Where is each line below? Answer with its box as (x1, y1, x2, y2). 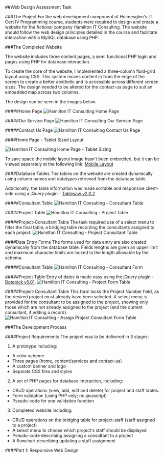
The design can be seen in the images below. (5, 99, 96, 105)
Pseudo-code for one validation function (12, 398, 94, 403)
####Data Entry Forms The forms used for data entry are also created (5, 239, 147, 245)
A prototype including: (12, 343, 57, 349)
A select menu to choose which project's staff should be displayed (12, 428, 147, 433)
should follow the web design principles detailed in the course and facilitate (5, 29, 158, 35)
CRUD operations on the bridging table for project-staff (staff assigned (12, 417, 155, 423)
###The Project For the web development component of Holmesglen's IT (5, 14, 153, 19)
